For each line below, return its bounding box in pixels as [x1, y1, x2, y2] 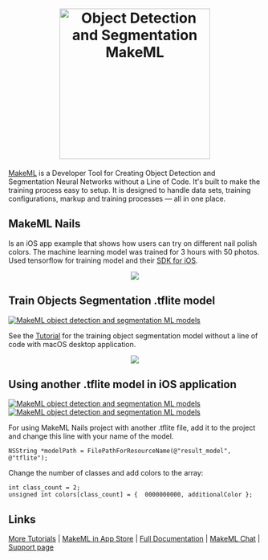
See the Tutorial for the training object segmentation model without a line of [8, 330, 258, 341]
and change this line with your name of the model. [8, 431, 174, 441]
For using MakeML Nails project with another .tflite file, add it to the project [8, 423, 256, 433]
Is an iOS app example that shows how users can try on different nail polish [8, 238, 258, 248]
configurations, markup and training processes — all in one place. [8, 194, 226, 203]
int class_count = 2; [8, 484, 81, 492]
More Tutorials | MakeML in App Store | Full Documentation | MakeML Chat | [8, 534, 261, 544]
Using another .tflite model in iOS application [8, 378, 237, 391]
